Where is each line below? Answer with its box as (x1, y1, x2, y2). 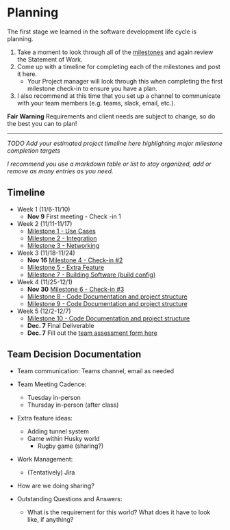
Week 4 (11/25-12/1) (16, 277, 73, 286)
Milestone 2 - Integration (27, 234, 97, 242)
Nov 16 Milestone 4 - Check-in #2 (27, 255, 123, 264)
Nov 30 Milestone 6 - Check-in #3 (27, 285, 125, 293)
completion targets (7, 146, 60, 155)
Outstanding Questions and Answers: (16, 494, 123, 503)
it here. (16, 70, 38, 78)
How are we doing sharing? (16, 481, 94, 490)
